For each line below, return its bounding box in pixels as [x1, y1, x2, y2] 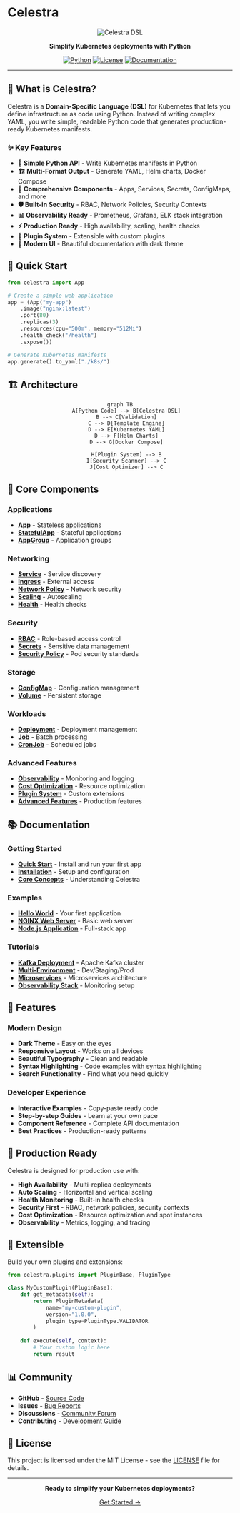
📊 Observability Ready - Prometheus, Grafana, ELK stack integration [17, 211, 223, 220]
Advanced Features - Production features [17, 797, 143, 805]
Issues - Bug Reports [17, 1401, 81, 1410]
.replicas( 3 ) [20, 318, 59, 326]
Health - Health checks [17, 600, 87, 609]
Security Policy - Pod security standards [17, 649, 139, 658]
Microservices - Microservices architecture [17, 973, 148, 982]
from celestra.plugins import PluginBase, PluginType [7, 1272, 171, 1279]
